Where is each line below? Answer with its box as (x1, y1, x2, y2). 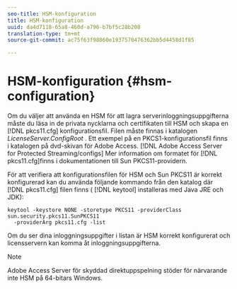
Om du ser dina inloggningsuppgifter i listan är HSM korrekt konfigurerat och (7, 231, 231, 240)
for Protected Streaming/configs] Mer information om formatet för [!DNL (7, 149, 218, 158)
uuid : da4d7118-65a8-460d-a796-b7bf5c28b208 (7, 23, 141, 30)
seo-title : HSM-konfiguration (7, 10, 97, 18)
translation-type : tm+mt (7, 30, 81, 37)
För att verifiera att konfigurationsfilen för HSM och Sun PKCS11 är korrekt (7, 170, 223, 179)
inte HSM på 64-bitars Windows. (7, 273, 103, 283)
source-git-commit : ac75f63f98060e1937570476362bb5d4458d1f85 (7, 37, 195, 44)
